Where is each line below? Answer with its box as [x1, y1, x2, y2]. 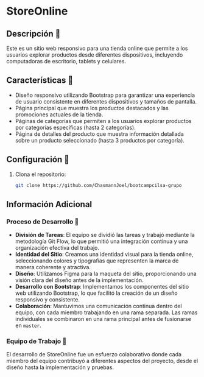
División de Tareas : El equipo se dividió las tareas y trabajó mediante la [15, 231, 195, 239]
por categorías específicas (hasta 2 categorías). [15, 124, 136, 131]
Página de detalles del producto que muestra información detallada [15, 130, 184, 138]
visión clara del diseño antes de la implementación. [15, 277, 144, 284]
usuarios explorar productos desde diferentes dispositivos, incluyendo [6, 51, 183, 58]
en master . [15, 322, 41, 329]
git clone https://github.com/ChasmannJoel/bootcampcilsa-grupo [15, 182, 182, 188]
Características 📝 [6, 75, 74, 86]
